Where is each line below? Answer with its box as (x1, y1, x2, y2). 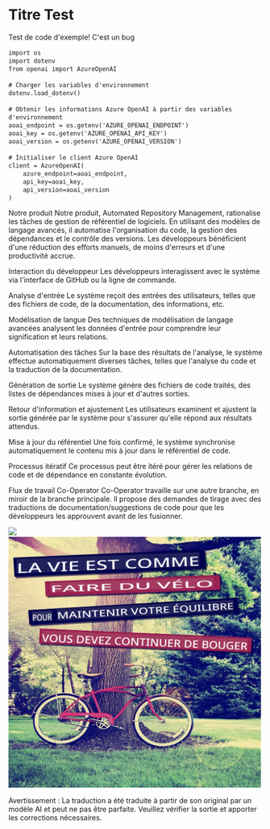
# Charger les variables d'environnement (8, 81, 150, 89)
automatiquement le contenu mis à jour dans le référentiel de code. (8, 446, 231, 455)
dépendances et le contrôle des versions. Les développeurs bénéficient (8, 234, 247, 243)
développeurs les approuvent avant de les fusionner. (8, 511, 183, 520)
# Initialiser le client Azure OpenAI (8, 153, 139, 162)
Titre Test (8, 6, 74, 24)
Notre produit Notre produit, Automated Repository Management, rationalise (8, 208, 261, 218)
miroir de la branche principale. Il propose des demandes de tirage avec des (8, 494, 262, 504)
